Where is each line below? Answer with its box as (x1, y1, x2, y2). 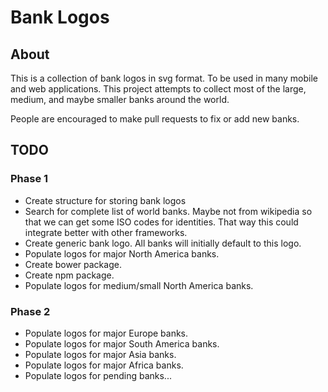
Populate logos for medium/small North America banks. (24, 279, 254, 291)
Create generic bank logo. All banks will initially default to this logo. (24, 237, 302, 249)
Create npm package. (24, 269, 115, 281)
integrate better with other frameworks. (24, 226, 188, 238)
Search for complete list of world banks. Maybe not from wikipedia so (24, 205, 313, 217)
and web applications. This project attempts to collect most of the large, (10, 83, 307, 95)
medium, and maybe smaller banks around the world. (10, 94, 230, 105)
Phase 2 (10, 304, 51, 318)
